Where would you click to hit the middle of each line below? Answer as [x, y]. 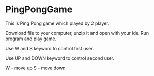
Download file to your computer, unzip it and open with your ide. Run [77, 33]
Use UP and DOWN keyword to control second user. [60, 58]
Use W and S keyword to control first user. [50, 48]
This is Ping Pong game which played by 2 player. [57, 23]
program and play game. [31, 39]
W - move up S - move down [35, 68]
